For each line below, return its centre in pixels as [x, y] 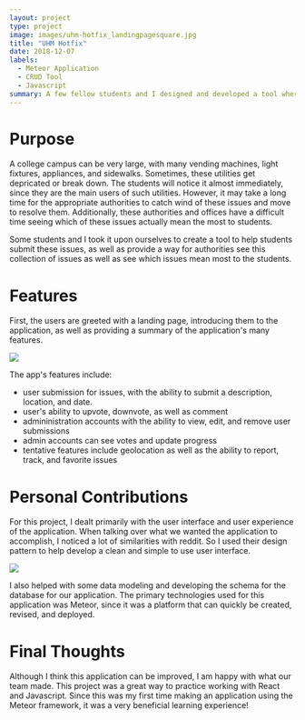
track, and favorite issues [70, 460]
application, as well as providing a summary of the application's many [140, 330]
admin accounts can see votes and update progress [120, 441]
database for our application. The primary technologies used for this [137, 595]
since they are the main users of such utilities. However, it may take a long [148, 193]
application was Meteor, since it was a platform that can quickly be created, [151, 605]
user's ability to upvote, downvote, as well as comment [125, 412]
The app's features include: [61, 375]
